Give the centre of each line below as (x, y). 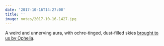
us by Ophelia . (20, 38)
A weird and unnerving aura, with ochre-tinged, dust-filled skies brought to (82, 33)
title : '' (15, 14)
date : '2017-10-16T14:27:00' (35, 10)
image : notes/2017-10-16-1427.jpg (41, 19)
